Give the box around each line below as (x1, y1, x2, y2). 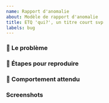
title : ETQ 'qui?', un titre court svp (6, 19, 104, 25)
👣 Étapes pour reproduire (6, 59, 79, 68)
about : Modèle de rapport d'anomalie (6, 14, 98, 20)
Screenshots (6, 91, 43, 99)
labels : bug (6, 24, 35, 31)
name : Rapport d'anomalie (6, 8, 69, 15)
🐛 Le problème (6, 44, 48, 52)
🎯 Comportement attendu (6, 75, 80, 83)
